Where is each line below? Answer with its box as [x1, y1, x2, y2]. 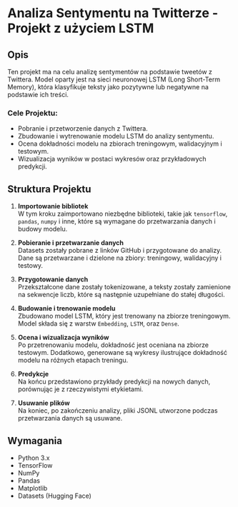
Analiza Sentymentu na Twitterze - [7, 5, 219, 21]
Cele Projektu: [7, 108, 59, 118]
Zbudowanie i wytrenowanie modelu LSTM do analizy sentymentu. [17, 132, 214, 141]
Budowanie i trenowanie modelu [17, 304, 116, 313]
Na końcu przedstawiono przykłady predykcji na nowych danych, [17, 377, 211, 386]
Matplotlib [17, 483, 48, 492]
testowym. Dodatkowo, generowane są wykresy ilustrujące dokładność [17, 348, 227, 357]
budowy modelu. [17, 225, 68, 234]
